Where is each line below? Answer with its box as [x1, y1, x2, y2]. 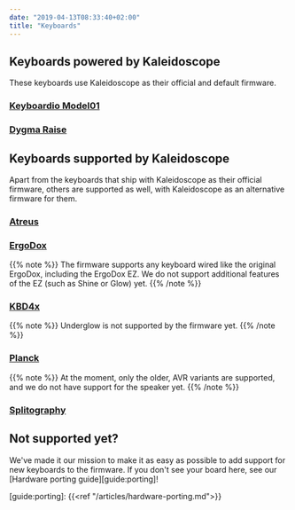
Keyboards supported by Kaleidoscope [9, 151, 230, 166]
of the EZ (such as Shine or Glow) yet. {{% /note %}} [9, 279, 202, 289]
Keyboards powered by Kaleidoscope [9, 54, 221, 69]
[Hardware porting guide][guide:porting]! [9, 474, 159, 484]
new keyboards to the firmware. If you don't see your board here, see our [9, 464, 277, 475]
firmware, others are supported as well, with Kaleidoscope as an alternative [9, 184, 285, 194]
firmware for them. [9, 192, 78, 204]
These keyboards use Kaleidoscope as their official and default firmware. [9, 77, 276, 89]
